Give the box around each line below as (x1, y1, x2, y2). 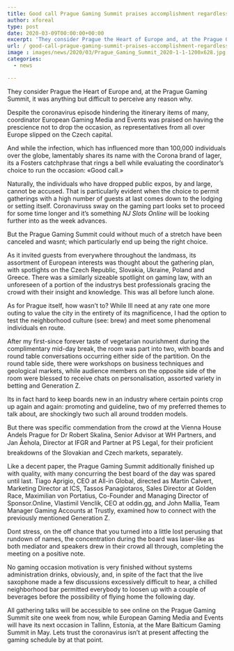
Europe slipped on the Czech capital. (7, 130, 114, 139)
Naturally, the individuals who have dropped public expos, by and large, (7, 179, 213, 188)
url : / (7, 42, 26, 49)
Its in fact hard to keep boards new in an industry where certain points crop (7, 395, 224, 403)
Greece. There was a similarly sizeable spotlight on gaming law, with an (7, 273, 212, 281)
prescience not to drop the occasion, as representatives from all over (7, 123, 205, 131)
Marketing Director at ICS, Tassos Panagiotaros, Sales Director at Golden (7, 484, 217, 492)
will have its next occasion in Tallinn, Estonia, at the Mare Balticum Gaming (7, 620, 221, 629)
